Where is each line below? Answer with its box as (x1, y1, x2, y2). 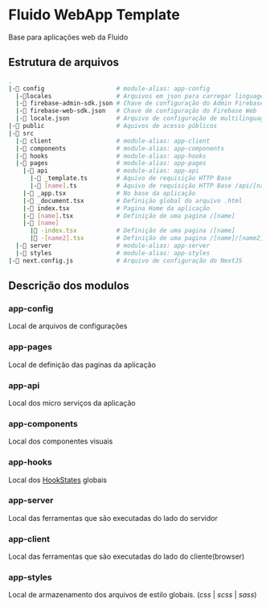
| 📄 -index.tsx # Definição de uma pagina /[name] (29, 227, 235, 235)
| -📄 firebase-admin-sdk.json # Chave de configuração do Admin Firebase (15, 99, 264, 108)
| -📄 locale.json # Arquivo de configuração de (15, 114, 218, 122)
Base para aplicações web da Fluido (8, 32, 129, 42)
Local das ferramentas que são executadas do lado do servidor (8, 513, 219, 522)
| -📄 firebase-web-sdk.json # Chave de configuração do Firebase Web (15, 107, 257, 115)
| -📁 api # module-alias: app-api (22, 167, 199, 175)
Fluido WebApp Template (8, 6, 181, 24)
